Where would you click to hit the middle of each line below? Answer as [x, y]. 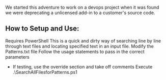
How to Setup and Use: [42, 29]
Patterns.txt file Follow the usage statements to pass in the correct [75, 51]
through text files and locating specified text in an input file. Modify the [80, 46]
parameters [17, 57]
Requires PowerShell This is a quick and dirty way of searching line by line [83, 41]
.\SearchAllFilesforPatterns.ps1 [45, 72]
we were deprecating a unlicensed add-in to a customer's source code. [80, 13]
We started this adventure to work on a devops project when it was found [82, 7]
